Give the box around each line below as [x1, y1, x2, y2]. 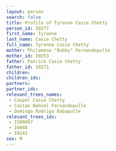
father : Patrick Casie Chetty [6, 58, 81, 64]
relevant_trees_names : [6, 92, 62, 97]
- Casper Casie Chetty [8, 97, 65, 103]
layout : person [6, 8, 44, 15]
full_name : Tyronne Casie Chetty [6, 42, 89, 48]
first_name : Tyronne [6, 31, 58, 37]
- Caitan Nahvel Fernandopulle [8, 102, 86, 109]
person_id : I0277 [6, 25, 49, 32]
